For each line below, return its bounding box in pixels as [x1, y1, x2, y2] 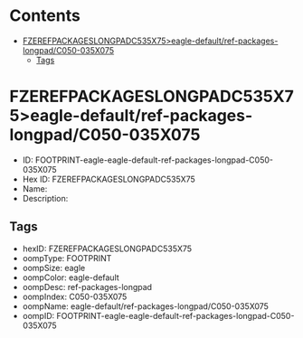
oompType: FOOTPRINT [22, 252, 112, 263]
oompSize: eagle [22, 262, 86, 273]
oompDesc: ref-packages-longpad [22, 281, 152, 292]
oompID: [22, 310, 55, 321]
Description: [22, 192, 69, 203]
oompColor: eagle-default [22, 272, 119, 283]
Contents [9, 5, 81, 26]
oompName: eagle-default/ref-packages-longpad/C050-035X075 [22, 300, 270, 312]
